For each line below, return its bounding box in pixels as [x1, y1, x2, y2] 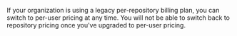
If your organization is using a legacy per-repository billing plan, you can [6, 6, 220, 14]
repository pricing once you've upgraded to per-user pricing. [6, 21, 186, 29]
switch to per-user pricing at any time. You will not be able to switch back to [6, 13, 230, 22]
